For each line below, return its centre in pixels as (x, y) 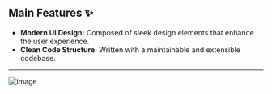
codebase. (38, 58)
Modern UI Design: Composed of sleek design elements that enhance (137, 32)
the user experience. (55, 41)
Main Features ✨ (51, 13)
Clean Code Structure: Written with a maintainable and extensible (130, 49)
